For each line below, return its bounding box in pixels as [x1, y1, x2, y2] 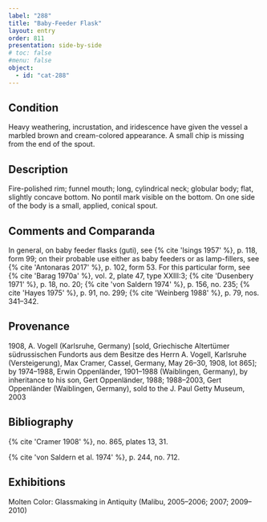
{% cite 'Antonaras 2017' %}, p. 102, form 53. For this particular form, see [8, 262, 251, 273]
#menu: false [8, 57, 52, 65]
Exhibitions [8, 475, 66, 489]
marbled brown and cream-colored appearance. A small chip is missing [8, 131, 245, 140]
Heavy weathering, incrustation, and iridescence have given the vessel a [8, 122, 249, 132]
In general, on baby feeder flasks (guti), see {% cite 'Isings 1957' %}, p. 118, [8, 245, 258, 255]
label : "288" [8, 11, 52, 20]
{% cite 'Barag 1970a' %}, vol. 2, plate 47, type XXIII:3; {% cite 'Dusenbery [8, 271, 254, 281]
